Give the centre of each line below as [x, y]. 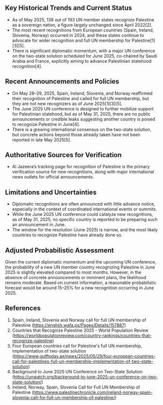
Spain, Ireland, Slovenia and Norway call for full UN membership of [79, 320]
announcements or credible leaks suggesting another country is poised [84, 119]
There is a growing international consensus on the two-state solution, [82, 129]
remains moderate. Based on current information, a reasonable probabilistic [81, 283]
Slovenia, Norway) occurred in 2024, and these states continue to [78, 35]
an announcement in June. [39, 225]
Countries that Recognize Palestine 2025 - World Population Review [80, 330]
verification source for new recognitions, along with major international [83, 172]
